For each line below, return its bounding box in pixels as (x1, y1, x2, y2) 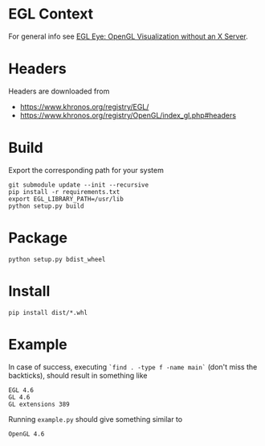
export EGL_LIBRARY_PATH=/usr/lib (8, 195, 124, 203)
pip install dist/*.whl (8, 308, 88, 316)
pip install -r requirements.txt (8, 188, 120, 196)
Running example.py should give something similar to (8, 414, 183, 423)
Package (8, 229, 68, 246)
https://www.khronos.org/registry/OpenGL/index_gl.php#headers (19, 110, 237, 120)
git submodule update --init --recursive (8, 180, 149, 189)
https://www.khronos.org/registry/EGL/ (19, 101, 149, 111)
